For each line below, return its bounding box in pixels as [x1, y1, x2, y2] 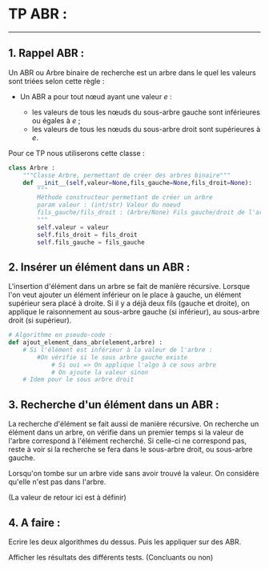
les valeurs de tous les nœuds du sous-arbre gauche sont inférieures [31, 107, 260, 117]
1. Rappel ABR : [8, 46, 85, 60]
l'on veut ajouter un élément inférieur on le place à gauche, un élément [8, 290, 242, 300]
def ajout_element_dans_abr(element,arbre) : [8, 339, 163, 347]
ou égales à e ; [31, 115, 81, 125]
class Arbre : [8, 163, 56, 172]
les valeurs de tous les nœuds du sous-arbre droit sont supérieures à [31, 124, 261, 134]
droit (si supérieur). [8, 315, 72, 325]
